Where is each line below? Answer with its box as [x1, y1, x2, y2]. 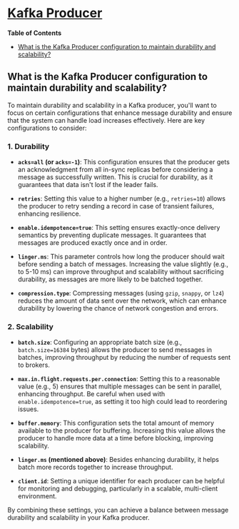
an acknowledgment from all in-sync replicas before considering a [17, 166, 213, 174]
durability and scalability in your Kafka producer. [7, 513, 150, 522]
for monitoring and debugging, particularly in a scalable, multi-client [17, 484, 218, 493]
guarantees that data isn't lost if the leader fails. [17, 181, 158, 189]
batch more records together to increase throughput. [17, 463, 173, 472]
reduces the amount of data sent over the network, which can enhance [17, 296, 227, 305]
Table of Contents [7, 29, 62, 37]
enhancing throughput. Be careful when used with [17, 390, 166, 398]
